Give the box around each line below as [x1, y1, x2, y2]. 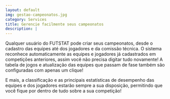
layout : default [5, 7, 40, 13]
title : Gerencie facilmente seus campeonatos [5, 21, 104, 27]
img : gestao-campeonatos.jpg [5, 12, 67, 17]
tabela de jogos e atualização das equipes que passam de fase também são [5, 62, 165, 68]
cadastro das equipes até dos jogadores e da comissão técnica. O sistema [5, 46, 162, 52]
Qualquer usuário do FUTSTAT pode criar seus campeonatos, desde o [5, 40, 153, 46]
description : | [5, 26, 38, 31]
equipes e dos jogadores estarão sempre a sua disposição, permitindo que [5, 82, 163, 89]
